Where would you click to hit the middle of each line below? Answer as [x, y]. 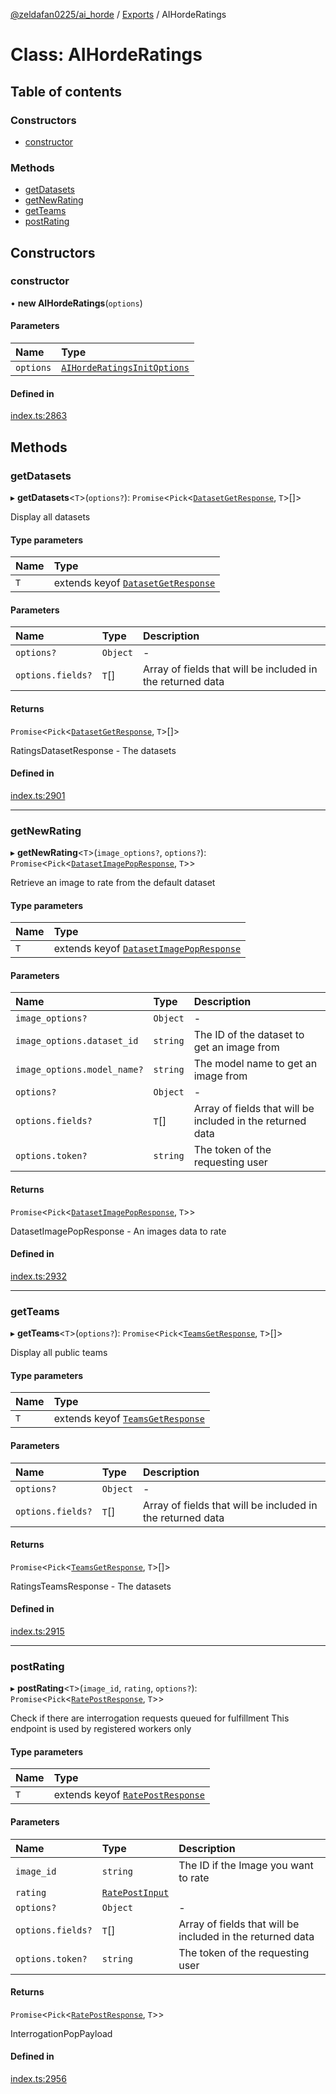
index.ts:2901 [38, 795]
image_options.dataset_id [77, 1041]
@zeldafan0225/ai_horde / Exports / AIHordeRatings [118, 14]
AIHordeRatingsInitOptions [125, 368]
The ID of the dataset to [249, 1035]
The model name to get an [255, 1064]
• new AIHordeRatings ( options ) [76, 303]
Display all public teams [59, 1353]
